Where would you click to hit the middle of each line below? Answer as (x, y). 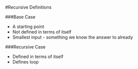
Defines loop (25, 62)
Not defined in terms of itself (42, 32)
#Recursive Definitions (28, 7)
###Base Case (20, 17)
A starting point (28, 26)
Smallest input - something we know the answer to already (72, 37)
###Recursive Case (25, 47)
